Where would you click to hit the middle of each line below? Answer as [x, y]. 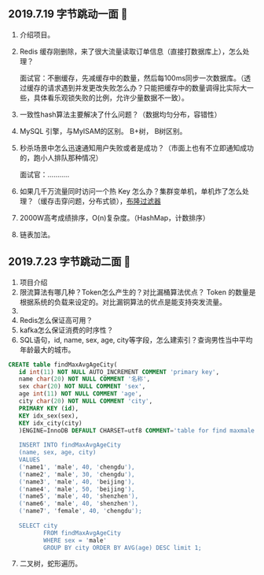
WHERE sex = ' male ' [75, 540]
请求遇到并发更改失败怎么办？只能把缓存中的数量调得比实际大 [147, 87]
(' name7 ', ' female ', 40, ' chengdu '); [81, 511]
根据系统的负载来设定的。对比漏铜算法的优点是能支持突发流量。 [123, 302]
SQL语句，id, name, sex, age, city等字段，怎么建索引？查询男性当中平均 [136, 339]
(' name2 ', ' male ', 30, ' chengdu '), [77, 474]
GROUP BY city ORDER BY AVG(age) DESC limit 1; [122, 547]
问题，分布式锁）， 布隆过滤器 [114, 201]
